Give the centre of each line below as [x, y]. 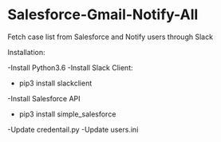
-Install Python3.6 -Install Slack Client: [70, 67]
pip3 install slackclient [55, 83]
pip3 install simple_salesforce [67, 114]
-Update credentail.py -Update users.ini [73, 129]
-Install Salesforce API [44, 98]
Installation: [26, 52]
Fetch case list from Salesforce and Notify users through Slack [110, 37]
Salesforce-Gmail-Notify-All [103, 15]
